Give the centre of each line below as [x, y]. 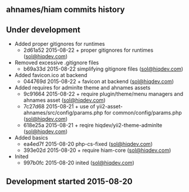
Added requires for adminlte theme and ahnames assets [82, 88]
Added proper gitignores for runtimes [60, 44]
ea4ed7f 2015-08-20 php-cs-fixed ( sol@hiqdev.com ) [88, 144]
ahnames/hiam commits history [65, 10]
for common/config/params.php [143, 113]
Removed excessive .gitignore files [57, 63]
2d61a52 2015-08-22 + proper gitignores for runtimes [88, 50]
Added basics [31, 138]
